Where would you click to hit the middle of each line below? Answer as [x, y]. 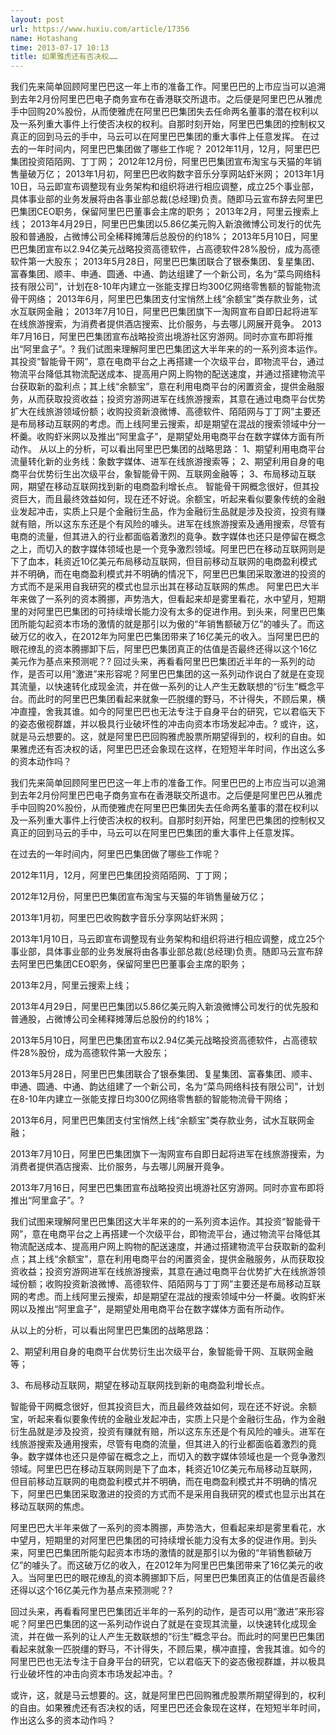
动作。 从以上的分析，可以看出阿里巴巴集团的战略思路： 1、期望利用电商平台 [168, 449]
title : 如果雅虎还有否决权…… [64, 57]
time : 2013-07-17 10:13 [60, 47]
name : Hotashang [44, 38]
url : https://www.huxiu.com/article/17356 [100, 29]
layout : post [37, 19]
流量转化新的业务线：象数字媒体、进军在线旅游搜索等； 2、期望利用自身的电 [167, 462]
